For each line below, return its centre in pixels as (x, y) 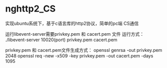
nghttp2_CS (31, 9)
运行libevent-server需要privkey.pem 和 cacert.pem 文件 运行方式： (75, 34)
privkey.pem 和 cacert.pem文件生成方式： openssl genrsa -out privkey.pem (84, 50)
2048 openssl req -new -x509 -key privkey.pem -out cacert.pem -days (79, 55)
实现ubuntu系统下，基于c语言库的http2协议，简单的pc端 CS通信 (72, 23)
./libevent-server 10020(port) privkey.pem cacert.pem (61, 40)
